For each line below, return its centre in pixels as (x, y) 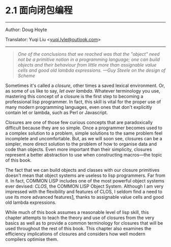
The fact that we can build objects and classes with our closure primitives (82, 170)
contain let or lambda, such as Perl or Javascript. (57, 112)
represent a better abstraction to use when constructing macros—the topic (84, 155)
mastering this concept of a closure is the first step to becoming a (74, 96)
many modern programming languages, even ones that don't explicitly (79, 107)
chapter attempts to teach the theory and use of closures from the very (80, 218)
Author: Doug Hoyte (26, 29)
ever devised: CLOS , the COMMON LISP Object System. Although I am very (84, 186)
